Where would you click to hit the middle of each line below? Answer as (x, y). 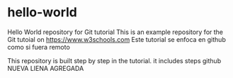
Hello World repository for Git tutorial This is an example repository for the (115, 32)
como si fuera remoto (39, 47)
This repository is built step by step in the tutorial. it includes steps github (114, 60)
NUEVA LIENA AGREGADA (46, 68)
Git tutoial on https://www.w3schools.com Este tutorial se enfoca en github (117, 39)
